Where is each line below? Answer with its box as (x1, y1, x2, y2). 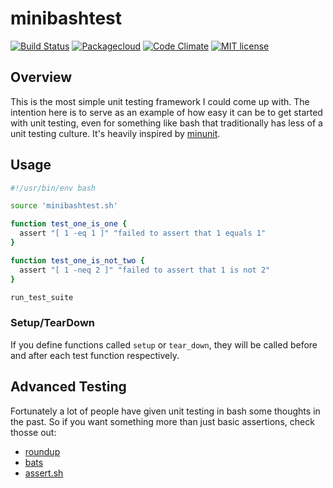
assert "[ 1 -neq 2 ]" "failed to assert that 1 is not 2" (19, 265, 271, 275)
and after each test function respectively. (10, 349, 180, 361)
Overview (10, 69, 73, 86)
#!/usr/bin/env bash (10, 183, 97, 193)
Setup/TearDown (10, 316, 95, 330)
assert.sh (24, 467, 64, 479)
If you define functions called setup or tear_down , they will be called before (10, 338, 318, 351)
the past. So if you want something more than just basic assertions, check (10, 415, 315, 427)
